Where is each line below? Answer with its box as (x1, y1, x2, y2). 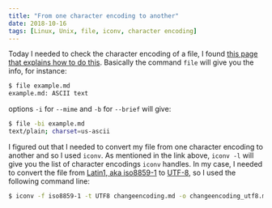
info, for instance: (8, 66, 67, 76)
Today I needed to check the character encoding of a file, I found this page (8, 49, 258, 59)
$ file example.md (8, 82, 70, 90)
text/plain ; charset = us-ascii (8, 127, 111, 135)
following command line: (8, 176, 91, 186)
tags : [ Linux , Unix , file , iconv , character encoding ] (8, 27, 198, 35)
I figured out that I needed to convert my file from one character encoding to (8, 142, 263, 151)
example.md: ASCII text (8, 90, 89, 98)
